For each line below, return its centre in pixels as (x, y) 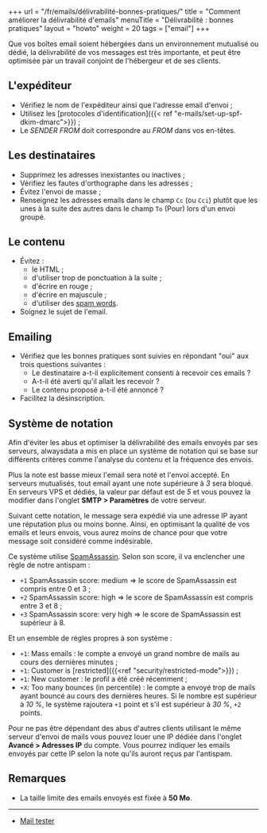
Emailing (30, 336)
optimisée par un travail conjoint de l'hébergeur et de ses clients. (114, 61)
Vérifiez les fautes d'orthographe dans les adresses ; (106, 183)
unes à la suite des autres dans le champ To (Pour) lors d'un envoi (128, 208)
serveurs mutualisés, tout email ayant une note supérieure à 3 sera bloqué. (131, 483)
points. (31, 713)
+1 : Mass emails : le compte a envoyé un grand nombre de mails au (130, 654)
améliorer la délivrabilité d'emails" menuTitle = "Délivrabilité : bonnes (121, 20)
